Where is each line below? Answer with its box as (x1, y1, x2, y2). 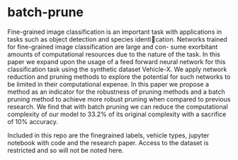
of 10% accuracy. (7, 117, 59, 125)
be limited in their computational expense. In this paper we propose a (7, 80, 209, 88)
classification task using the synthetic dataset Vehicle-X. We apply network (7, 65, 227, 73)
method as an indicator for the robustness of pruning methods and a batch (7, 87, 225, 96)
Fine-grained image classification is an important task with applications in (7, 27, 222, 36)
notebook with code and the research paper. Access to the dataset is (7, 138, 209, 147)
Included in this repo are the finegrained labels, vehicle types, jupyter (7, 131, 210, 140)
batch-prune (7, 4, 84, 20)
